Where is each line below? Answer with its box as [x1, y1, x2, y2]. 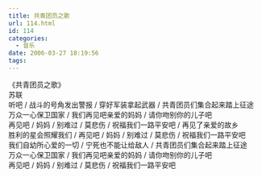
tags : [8, 57, 27, 65]
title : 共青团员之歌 [8, 11, 70, 20]
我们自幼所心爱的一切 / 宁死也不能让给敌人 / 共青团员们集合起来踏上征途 [8, 140, 247, 150]
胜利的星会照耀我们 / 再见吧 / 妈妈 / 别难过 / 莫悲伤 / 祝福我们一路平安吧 [8, 130, 246, 139]
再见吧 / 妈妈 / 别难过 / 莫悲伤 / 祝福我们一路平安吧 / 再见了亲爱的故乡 [8, 120, 239, 130]
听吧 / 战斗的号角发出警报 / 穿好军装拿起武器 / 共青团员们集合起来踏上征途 [8, 100, 254, 109]
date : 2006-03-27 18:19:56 [8, 49, 99, 57]
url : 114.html [8, 19, 56, 27]
